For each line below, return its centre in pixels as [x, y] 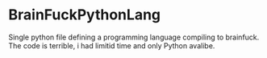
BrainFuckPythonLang [85, 15]
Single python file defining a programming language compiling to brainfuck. [134, 37]
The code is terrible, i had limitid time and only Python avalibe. [112, 45]
